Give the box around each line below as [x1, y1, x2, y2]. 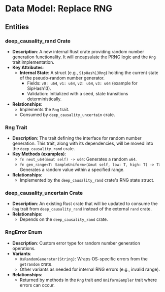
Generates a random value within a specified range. [19, 167, 125, 173]
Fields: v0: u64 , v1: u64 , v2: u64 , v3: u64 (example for [27, 80, 138, 86]
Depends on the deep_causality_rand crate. [19, 216, 108, 222]
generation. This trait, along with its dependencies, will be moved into [12, 140, 154, 146]
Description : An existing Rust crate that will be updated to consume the [12, 201, 158, 207]
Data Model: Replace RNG [5, 3, 112, 14]
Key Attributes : [12, 64, 44, 70]
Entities [5, 23, 29, 31]
